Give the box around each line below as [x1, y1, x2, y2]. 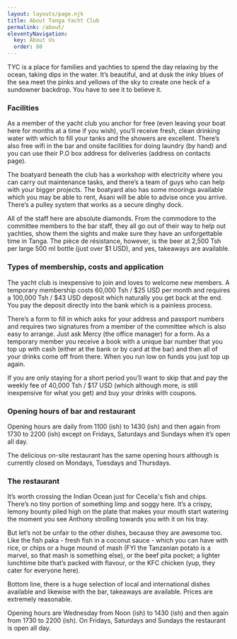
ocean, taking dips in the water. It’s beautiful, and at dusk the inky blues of [7, 70, 224, 79]
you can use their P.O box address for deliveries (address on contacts [7, 149, 211, 158]
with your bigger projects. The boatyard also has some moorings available [7, 186, 224, 194]
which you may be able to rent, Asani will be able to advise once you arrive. [7, 193, 228, 202]
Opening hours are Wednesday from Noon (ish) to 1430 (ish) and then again [7, 609, 229, 617]
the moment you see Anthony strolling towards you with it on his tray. [7, 515, 209, 524]
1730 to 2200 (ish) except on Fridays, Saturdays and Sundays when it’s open [7, 429, 231, 438]
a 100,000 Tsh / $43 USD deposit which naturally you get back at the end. [7, 293, 223, 302]
